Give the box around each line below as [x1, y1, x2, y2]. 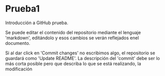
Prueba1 [5, 3, 40, 15]
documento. [5, 40, 30, 46]
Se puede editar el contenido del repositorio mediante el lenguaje [5, 29, 141, 35]
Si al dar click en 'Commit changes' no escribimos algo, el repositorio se [5, 50, 155, 56]
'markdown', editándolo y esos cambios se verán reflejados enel [5, 35, 139, 41]
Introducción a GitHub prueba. [5, 20, 69, 26]
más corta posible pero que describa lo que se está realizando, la [5, 60, 141, 66]
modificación [5, 66, 33, 72]
